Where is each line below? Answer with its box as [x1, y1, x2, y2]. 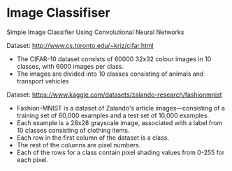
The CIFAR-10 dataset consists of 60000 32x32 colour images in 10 [16, 54, 212, 63]
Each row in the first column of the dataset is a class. [16, 133, 169, 142]
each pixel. [16, 155, 49, 164]
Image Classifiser [6, 5, 110, 21]
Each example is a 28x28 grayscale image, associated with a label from [16, 118, 223, 127]
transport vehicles [16, 76, 69, 85]
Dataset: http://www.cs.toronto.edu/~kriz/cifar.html [6, 41, 154, 49]
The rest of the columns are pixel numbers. [16, 140, 141, 149]
